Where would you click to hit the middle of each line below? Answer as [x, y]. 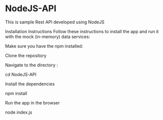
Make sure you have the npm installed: [44, 46]
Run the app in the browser [32, 102]
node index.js [19, 112]
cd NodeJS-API [21, 74]
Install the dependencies [30, 84]
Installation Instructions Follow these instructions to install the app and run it [82, 31]
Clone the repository [26, 55]
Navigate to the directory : [31, 65]
